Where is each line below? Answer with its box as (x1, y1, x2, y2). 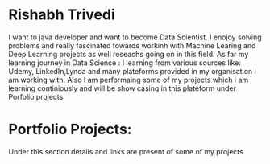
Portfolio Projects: (8, 121, 132, 138)
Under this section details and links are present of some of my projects (8, 146, 243, 156)
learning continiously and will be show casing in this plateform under (8, 83, 236, 93)
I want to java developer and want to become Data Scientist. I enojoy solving (8, 32, 262, 42)
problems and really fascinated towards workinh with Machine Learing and (8, 40, 256, 50)
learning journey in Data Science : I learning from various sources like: (8, 58, 242, 68)
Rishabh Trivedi (8, 6, 115, 24)
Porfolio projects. (8, 92, 66, 101)
